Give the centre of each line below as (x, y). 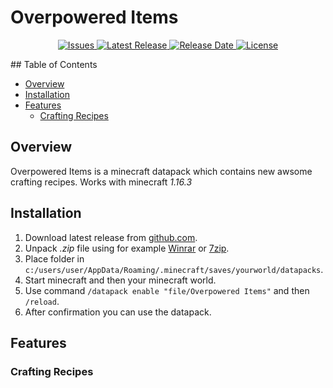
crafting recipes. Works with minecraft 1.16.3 (101, 182)
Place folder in (54, 258)
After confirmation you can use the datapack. (118, 312)
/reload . (42, 301)
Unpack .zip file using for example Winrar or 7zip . (127, 248)
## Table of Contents (54, 64)
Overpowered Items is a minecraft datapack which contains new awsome (161, 171)
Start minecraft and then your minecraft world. (120, 280)
